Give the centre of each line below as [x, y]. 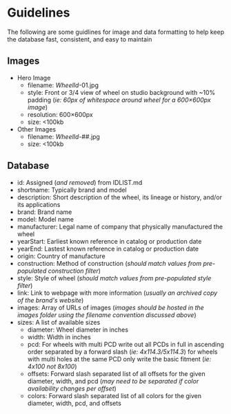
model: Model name [46, 219]
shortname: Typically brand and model [72, 190]
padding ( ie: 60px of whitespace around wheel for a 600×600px [119, 100]
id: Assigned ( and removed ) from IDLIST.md [80, 182]
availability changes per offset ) [72, 388]
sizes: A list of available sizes [59, 322]
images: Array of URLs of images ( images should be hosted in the [111, 307]
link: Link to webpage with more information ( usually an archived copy [117, 293]
